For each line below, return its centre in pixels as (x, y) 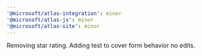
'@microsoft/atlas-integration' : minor (64, 13)
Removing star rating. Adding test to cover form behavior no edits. (101, 46)
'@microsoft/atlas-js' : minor (50, 20)
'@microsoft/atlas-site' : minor (53, 26)
